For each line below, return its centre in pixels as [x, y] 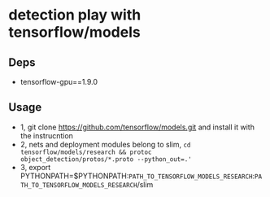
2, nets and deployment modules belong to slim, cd [105, 144]
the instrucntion [46, 135]
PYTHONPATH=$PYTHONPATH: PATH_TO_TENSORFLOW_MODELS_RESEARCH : [137, 176]
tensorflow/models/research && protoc [86, 152]
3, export [35, 167]
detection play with [75, 15]
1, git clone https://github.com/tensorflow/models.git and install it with [137, 127]
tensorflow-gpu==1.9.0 [59, 82]
